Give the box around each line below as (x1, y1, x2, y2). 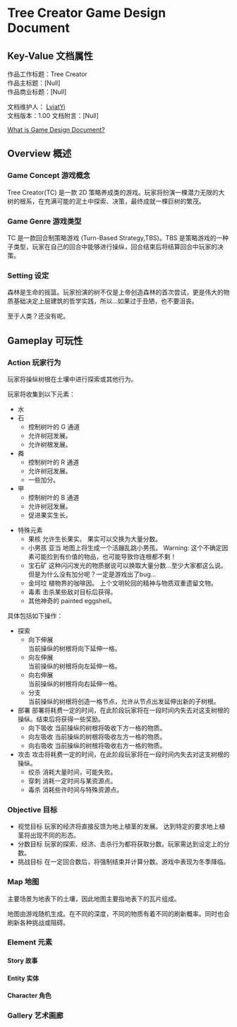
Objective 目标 (7, 805, 58, 814)
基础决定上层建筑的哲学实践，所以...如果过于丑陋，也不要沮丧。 (13, 297, 199, 305)
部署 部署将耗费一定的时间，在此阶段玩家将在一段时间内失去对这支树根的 (17, 706, 230, 714)
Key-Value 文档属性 (7, 49, 93, 61)
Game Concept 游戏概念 (7, 171, 90, 181)
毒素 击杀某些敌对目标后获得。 (28, 588, 117, 596)
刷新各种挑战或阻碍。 (7, 918, 69, 927)
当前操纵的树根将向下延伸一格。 (28, 644, 121, 653)
